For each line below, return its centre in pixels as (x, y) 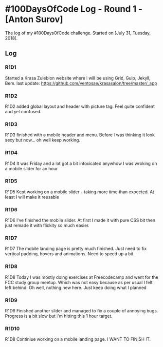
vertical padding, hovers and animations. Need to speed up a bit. (70, 254)
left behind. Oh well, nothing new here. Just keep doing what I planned (76, 287)
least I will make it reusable (32, 197)
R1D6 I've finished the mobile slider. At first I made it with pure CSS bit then (80, 220)
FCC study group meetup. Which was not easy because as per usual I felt (79, 282)
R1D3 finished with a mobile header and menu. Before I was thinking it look (80, 135)
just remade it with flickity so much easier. (47, 225)
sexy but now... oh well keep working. (43, 140)
